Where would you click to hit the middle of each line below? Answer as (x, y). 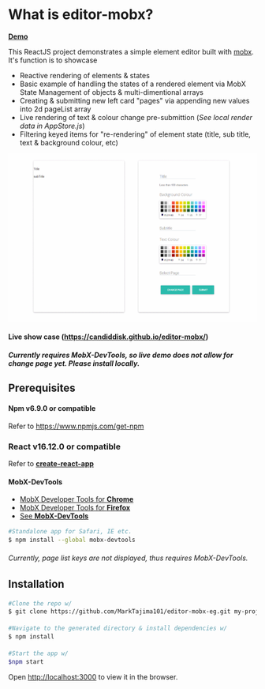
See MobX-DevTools (54, 516)
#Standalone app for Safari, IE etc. (70, 532)
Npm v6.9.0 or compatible (52, 409)
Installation (36, 584)
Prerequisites (42, 388)
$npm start (26, 661)
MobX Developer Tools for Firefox (75, 508)
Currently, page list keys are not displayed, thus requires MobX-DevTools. (128, 558)
